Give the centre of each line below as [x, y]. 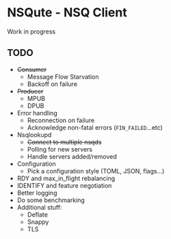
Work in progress [31, 31]
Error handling [37, 113]
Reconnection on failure [61, 120]
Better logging [37, 193]
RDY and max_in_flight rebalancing [66, 178]
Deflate [37, 214]
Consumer [32, 69]
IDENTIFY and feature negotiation [64, 185]
